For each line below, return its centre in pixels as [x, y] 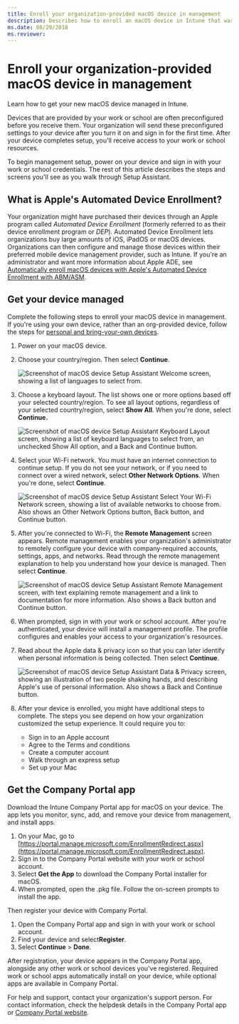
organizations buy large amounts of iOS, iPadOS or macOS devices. [107, 239]
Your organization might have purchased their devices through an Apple [113, 217]
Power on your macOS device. [62, 346]
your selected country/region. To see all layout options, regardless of [118, 402]
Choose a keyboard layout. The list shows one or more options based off [124, 394]
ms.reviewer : [27, 34]
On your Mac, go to [46, 836]
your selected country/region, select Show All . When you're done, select [124, 410]
